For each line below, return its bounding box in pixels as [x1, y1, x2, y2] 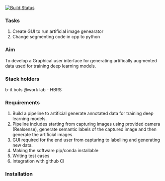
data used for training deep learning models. [5, 63, 96, 69]
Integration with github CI [12, 158, 65, 164]
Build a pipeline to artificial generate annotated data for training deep [12, 110, 154, 117]
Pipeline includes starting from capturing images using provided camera [12, 121, 161, 127]
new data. [12, 142, 33, 148]
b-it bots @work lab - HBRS [5, 86, 62, 92]
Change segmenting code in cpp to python [12, 34, 100, 40]
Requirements [5, 99, 40, 106]
